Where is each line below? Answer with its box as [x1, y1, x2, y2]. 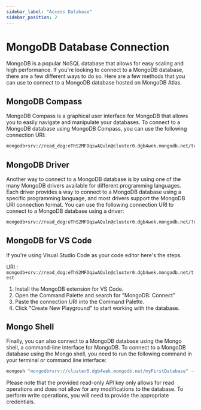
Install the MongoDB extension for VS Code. [14, 285, 124, 293]
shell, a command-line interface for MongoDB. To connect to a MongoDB [6, 344, 187, 351]
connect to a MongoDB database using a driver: [6, 207, 124, 215]
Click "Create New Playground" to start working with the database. [14, 304, 180, 312]
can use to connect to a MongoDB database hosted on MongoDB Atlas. [6, 79, 182, 86]
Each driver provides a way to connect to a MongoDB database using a [6, 188, 181, 195]
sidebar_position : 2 [6, 14, 58, 20]
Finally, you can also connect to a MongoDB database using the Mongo [6, 337, 182, 345]
